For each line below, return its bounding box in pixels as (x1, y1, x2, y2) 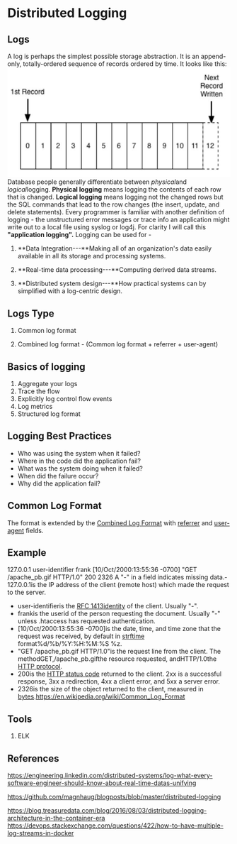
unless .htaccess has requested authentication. (17, 617, 156, 625)
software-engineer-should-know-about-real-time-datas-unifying (7, 779, 197, 787)
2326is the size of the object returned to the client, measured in (17, 685, 204, 694)
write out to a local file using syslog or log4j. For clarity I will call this (7, 223, 207, 231)
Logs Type (7, 307, 54, 319)
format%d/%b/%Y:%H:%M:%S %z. (17, 640, 122, 648)
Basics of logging (7, 361, 86, 373)
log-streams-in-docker (7, 829, 74, 837)
